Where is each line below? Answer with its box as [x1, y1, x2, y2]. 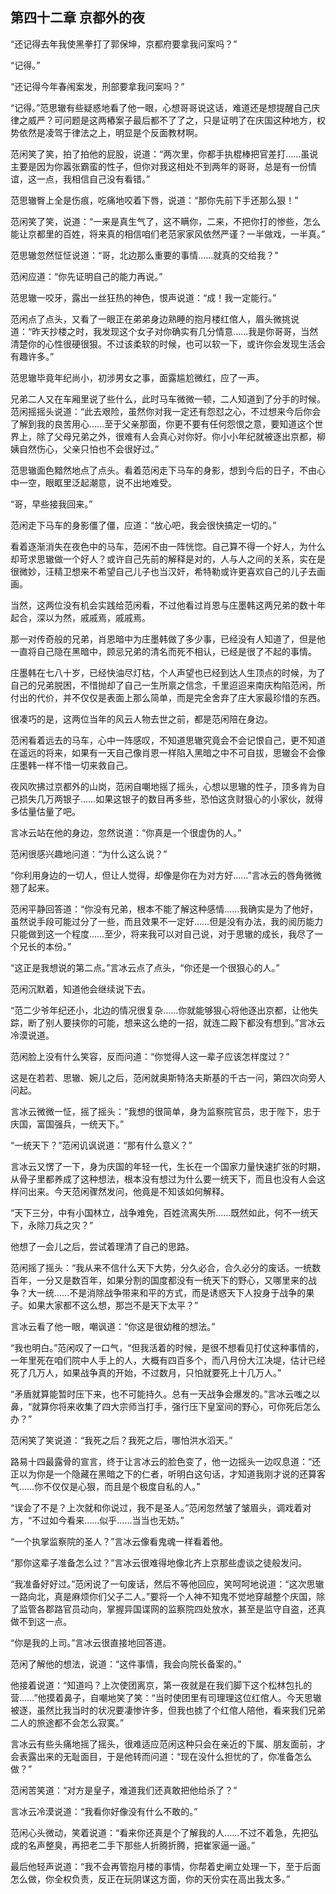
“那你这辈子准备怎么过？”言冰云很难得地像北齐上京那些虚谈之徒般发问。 [10, 1556, 308, 1568]
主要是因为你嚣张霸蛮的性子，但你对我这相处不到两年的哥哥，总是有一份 [10, 160, 308, 172]
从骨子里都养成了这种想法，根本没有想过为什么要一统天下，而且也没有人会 [10, 1173, 317, 1185]
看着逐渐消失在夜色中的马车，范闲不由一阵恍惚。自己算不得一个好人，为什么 [10, 540, 326, 552]
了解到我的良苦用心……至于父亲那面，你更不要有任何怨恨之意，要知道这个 [10, 418, 315, 430]
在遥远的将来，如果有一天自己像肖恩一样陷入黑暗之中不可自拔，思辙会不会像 [10, 746, 326, 758]
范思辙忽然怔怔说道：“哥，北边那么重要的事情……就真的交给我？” [10, 249, 279, 261]
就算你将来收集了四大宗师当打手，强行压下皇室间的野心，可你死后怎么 [31, 1400, 322, 1412]
